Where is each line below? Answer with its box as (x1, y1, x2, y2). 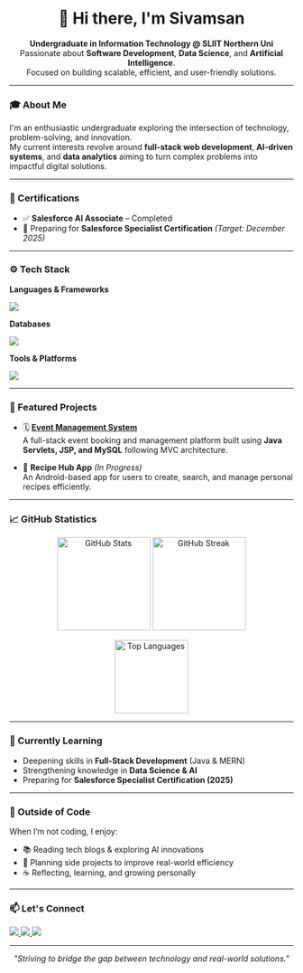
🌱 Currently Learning (9, 734, 103, 747)
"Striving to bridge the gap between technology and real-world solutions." (13, 953, 290, 964)
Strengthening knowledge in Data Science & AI (22, 764, 197, 776)
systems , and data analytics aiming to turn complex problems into (9, 151, 259, 162)
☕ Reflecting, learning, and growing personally (22, 867, 197, 878)
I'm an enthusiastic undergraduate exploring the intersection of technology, (9, 122, 289, 134)
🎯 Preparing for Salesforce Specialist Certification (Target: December (22, 222, 286, 233)
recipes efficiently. (22, 481, 92, 492)
